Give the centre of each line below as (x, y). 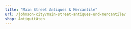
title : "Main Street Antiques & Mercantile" (51, 10)
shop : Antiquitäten (25, 19)
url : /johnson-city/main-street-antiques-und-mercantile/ (65, 14)
